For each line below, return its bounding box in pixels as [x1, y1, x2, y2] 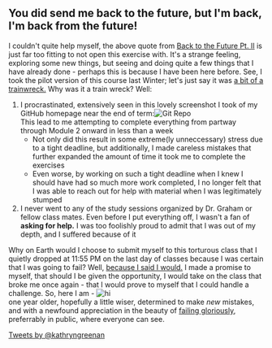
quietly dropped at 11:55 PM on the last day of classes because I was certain [8, 254, 264, 263]
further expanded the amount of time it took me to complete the [32, 151, 246, 161]
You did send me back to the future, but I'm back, [8, 7, 262, 20]
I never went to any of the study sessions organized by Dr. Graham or [19, 203, 253, 213]
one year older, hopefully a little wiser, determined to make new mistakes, [8, 297, 254, 307]
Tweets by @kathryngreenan [8, 329, 106, 340]
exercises [32, 160, 65, 170]
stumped [32, 194, 63, 204]
